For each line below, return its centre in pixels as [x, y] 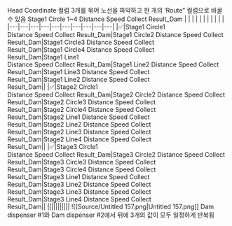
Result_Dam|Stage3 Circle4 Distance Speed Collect [82, 169]
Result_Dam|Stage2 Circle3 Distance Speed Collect [82, 102]
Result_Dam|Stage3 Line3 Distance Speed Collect [79, 192]
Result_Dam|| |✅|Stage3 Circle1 [53, 147]
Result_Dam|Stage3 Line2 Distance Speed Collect [79, 184]
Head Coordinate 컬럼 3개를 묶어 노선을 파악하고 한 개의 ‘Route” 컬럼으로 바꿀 [115, 10]
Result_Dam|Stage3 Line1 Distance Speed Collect [79, 177]
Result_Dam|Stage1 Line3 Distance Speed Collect [79, 72]
